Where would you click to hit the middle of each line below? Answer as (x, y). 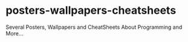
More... (15, 33)
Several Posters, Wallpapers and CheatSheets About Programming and (94, 27)
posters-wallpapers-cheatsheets (91, 10)
